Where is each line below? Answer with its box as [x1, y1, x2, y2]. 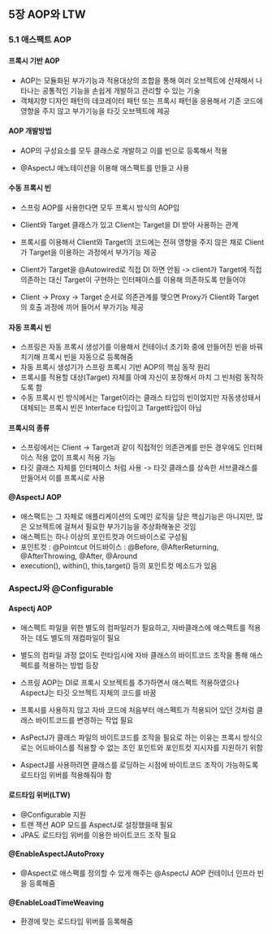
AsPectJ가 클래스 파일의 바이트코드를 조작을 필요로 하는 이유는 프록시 [19, 732, 241, 742]
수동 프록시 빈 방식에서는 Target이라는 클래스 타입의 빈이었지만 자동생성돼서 [19, 393, 261, 402]
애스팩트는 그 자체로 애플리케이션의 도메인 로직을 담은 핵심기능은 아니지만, [19, 511, 255, 521]
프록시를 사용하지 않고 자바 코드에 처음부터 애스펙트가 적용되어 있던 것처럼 [19, 705, 255, 715]
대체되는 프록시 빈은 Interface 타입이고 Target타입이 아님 [19, 403, 202, 413]
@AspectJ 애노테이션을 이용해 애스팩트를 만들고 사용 [19, 163, 190, 172]
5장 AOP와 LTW [8, 7, 87, 22]
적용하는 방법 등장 [41, 660, 99, 670]
